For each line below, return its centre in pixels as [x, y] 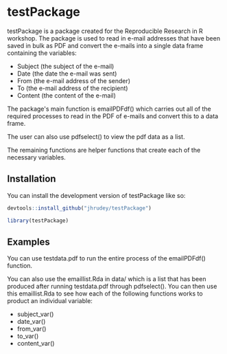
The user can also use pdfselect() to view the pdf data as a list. [96, 136]
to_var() [28, 336]
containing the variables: [42, 53]
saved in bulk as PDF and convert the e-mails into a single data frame [105, 45]
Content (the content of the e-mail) [67, 95]
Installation [32, 179]
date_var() [31, 322]
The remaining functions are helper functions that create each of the [104, 150]
